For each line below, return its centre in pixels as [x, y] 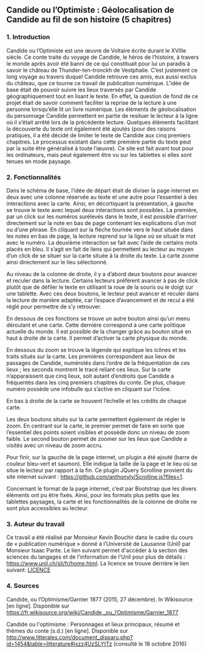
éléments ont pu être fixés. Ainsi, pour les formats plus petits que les [93, 495]
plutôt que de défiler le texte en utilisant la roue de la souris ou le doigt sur [100, 287]
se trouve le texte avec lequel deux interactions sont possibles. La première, [102, 210]
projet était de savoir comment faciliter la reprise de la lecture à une [91, 102]
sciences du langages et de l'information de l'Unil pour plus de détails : [96, 557]
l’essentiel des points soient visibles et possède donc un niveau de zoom [98, 432]
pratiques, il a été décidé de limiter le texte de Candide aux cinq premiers [99, 135]
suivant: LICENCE [28, 570]
